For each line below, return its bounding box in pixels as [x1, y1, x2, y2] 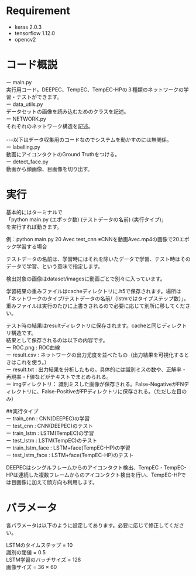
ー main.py [6, 78, 32, 85]
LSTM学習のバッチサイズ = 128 [6, 556, 81, 563]
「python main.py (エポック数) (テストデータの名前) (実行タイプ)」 [6, 215, 167, 223]
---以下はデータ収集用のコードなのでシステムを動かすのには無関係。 [6, 136, 172, 143]
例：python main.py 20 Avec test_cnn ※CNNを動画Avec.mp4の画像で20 [6, 235, 180, 242]
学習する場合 [16, 243, 47, 250]
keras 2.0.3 [14, 23, 42, 30]
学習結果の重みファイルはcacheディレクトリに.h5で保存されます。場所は [6, 287, 181, 294]
